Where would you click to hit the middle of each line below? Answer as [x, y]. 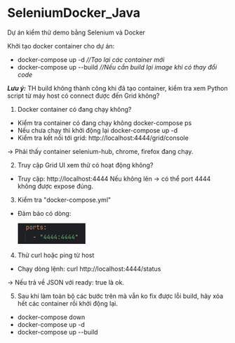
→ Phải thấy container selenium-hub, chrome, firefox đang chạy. [100, 151]
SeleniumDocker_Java [74, 13]
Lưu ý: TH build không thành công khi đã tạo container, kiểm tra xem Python [117, 88]
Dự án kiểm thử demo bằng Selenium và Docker [76, 32]
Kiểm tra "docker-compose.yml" [64, 200]
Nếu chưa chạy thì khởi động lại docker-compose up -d [97, 130]
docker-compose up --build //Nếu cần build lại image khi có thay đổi [117, 67]
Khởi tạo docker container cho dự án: [61, 46]
